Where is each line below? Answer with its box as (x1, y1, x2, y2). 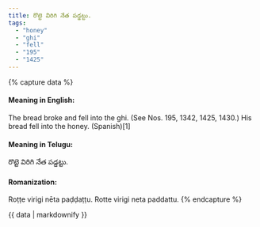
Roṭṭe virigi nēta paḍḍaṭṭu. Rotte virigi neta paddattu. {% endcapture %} (8, 195, 243, 204)
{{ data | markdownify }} (8, 210, 88, 220)
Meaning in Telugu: (8, 139, 74, 149)
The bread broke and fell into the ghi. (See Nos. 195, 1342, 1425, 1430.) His (8, 113, 252, 123)
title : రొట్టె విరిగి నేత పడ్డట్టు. (8, 11, 92, 20)
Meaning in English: (8, 96, 75, 105)
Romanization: (8, 177, 58, 187)
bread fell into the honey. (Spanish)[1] (8, 122, 131, 131)
